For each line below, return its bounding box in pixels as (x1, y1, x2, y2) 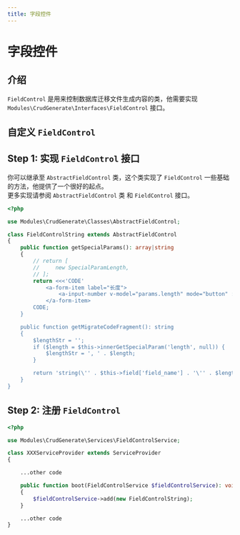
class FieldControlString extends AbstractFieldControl (7, 231, 177, 238)
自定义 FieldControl (7, 126, 96, 139)
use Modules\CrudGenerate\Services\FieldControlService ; (7, 436, 181, 444)
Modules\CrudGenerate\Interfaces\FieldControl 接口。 (7, 103, 169, 111)
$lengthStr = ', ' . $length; (45, 350, 136, 357)
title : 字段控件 (7, 10, 51, 18)
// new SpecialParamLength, (33, 264, 130, 271)
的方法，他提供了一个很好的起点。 (7, 181, 108, 190)
